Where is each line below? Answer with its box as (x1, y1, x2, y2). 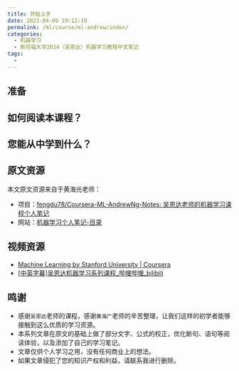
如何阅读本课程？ (7, 111, 83, 123)
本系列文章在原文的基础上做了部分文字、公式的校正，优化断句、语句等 (17, 330, 224, 338)
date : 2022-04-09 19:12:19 (7, 17, 87, 24)
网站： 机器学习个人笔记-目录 (17, 218, 102, 226)
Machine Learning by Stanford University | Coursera (17, 260, 171, 268)
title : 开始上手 (7, 10, 51, 18)
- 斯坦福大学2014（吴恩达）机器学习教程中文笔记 (14, 44, 139, 51)
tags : (7, 51, 23, 58)
